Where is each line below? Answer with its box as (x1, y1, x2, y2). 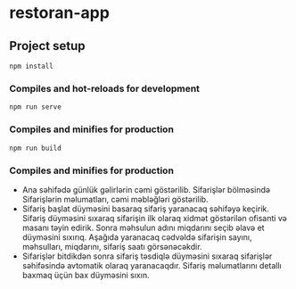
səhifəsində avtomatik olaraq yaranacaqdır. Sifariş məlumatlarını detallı (21, 260, 283, 270)
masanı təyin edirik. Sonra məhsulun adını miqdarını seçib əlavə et (21, 222, 265, 233)
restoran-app (9, 3, 110, 23)
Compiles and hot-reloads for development (9, 82, 201, 95)
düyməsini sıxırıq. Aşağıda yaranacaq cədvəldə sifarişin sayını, (21, 231, 252, 243)
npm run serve (9, 103, 62, 111)
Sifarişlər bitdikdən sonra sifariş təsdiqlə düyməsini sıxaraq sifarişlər (21, 251, 273, 261)
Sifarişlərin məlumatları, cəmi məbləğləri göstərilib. (21, 194, 209, 204)
